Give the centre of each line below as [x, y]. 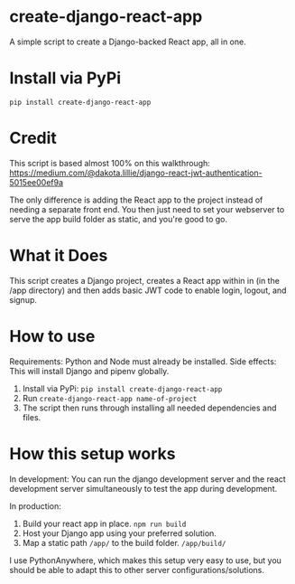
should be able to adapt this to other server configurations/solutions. [137, 570]
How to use [52, 336]
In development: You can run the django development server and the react [147, 479]
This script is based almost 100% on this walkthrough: [110, 163]
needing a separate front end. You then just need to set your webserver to [147, 209]
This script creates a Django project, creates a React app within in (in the [144, 280]
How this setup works [92, 453]
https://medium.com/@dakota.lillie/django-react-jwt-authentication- [136, 173]
